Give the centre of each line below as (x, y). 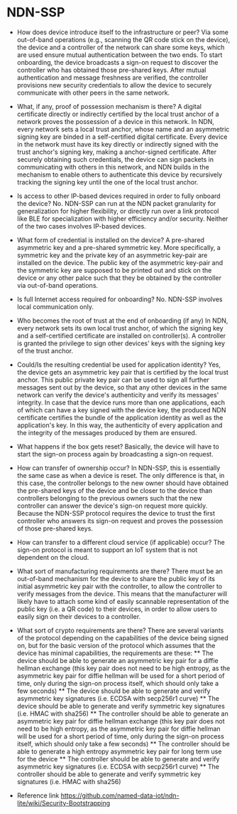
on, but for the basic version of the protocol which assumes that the (116, 645)
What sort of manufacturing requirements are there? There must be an (120, 571)
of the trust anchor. (45, 350)
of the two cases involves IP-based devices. (81, 226)
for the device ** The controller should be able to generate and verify (118, 758)
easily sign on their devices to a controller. (79, 616)
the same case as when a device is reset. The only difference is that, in (121, 475)
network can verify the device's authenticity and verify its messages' (118, 395)
